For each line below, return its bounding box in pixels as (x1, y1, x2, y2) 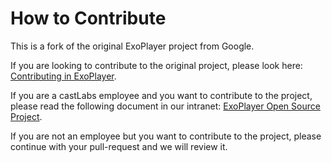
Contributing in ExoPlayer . (10, 70, 117, 82)
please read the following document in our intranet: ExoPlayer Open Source (10, 100, 321, 112)
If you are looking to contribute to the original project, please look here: (10, 59, 303, 71)
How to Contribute (10, 7, 167, 30)
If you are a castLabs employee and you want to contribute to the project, (10, 89, 313, 101)
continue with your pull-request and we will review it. (10, 140, 228, 152)
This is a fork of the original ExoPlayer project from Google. (10, 40, 255, 52)
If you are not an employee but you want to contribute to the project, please (10, 130, 322, 142)
